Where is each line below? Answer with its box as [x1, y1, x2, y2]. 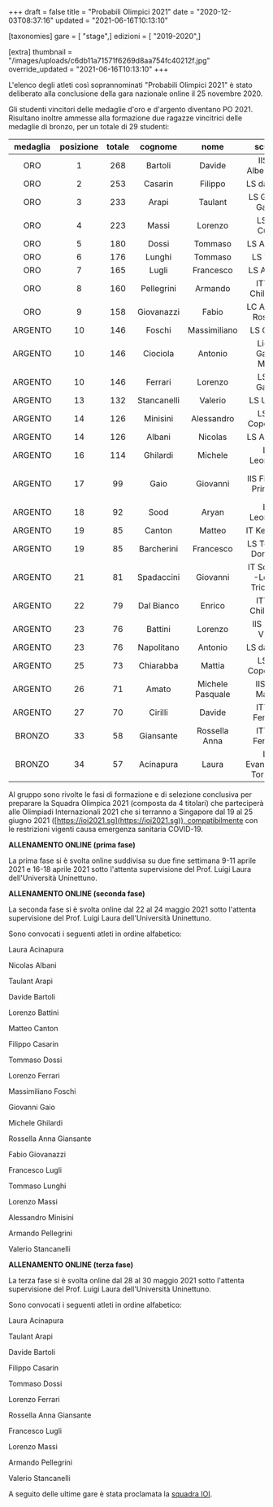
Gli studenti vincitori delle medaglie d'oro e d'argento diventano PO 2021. [8, 105, 253, 114]
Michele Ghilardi [8, 1118, 63, 1127]
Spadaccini [136, 572, 180, 582]
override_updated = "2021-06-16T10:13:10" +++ [8, 64, 169, 74]
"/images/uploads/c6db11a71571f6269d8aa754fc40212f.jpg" [8, 56, 210, 65]
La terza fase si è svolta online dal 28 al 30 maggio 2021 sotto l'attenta [8, 1276, 245, 1285]
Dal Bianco [137, 600, 180, 611]
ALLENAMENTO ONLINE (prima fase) [8, 840, 136, 849]
